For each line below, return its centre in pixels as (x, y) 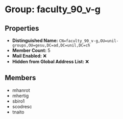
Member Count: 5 (31, 50)
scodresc (22, 106)
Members (20, 78)
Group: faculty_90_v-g (53, 9)
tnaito (18, 112)
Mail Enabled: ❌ (29, 56)
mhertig (20, 96)
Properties (22, 28)
